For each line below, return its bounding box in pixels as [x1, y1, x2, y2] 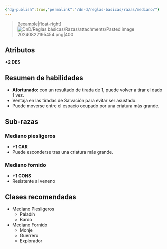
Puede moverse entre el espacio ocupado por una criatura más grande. [12, 103, 160, 109]
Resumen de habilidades [5, 73, 83, 82]
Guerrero [19, 233, 39, 239]
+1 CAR [12, 143, 28, 150]
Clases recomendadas [5, 193, 76, 201]
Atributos [5, 46, 35, 55]
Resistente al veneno [12, 178, 56, 184]
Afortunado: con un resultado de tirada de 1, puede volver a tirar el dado [12, 87, 163, 93]
